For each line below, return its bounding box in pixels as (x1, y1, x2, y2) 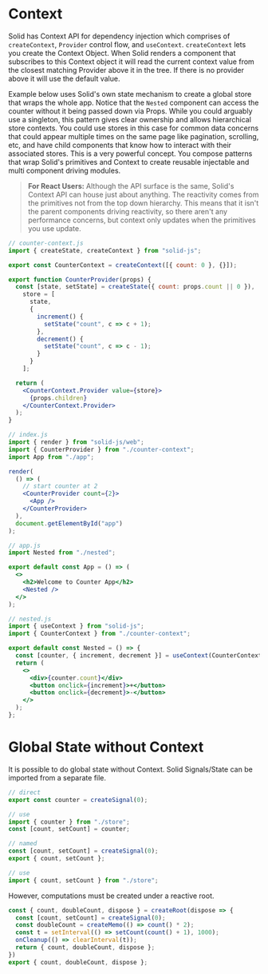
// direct (8, 788, 41, 796)
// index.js (8, 431, 48, 439)
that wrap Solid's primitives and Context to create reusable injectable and (8, 157, 250, 166)
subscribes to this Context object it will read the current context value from (8, 57, 255, 66)
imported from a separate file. (8, 772, 106, 782)
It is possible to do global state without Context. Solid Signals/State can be (8, 764, 253, 774)
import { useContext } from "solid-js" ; (8, 622, 145, 630)
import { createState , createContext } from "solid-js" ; (8, 246, 202, 254)
